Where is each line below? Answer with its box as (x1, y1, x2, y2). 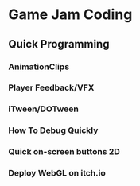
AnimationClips (8, 61, 70, 72)
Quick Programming (8, 37, 110, 51)
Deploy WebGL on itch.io (8, 168, 106, 179)
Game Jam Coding (8, 6, 133, 24)
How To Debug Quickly (8, 125, 99, 136)
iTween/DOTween (8, 103, 80, 114)
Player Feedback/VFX (8, 82, 95, 93)
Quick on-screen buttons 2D (8, 146, 121, 157)
